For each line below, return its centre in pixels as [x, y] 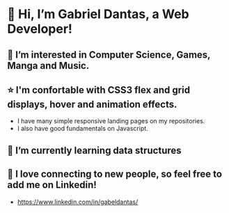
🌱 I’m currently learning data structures [95, 150]
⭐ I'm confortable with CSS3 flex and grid [98, 90]
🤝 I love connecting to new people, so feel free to [115, 174]
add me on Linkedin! [52, 185]
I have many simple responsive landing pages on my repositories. [111, 121]
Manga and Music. [48, 65]
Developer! [40, 29]
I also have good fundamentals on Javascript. [82, 129]
